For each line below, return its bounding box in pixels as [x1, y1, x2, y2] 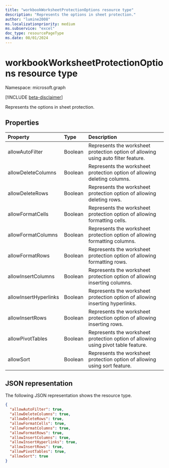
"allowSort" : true [10, 454, 49, 459]
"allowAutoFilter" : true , [10, 407, 64, 412]
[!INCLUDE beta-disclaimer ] [5, 94, 63, 100]
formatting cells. [88, 217, 127, 224]
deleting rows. [88, 196, 122, 203]
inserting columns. [88, 279, 132, 286]
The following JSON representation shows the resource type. [5, 393, 132, 399]
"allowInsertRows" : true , [10, 444, 64, 449]
